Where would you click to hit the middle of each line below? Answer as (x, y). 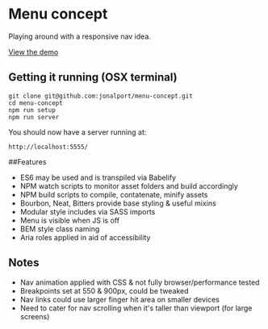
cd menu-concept (36, 103)
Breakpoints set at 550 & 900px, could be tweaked (104, 290)
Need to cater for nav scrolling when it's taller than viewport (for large (136, 308)
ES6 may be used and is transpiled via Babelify (98, 177)
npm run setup (32, 110)
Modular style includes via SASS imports (88, 211)
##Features (27, 161)
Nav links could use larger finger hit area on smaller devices (119, 299)
